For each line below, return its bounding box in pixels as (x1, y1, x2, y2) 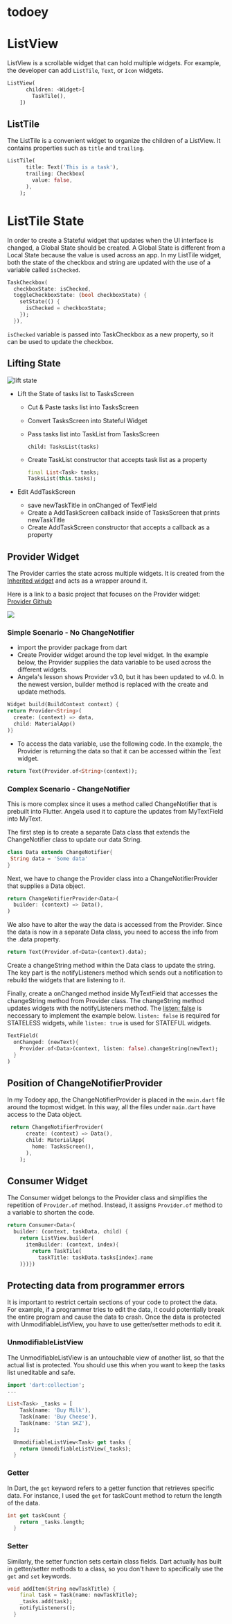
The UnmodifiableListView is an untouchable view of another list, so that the (7, 1353, 224, 1362)
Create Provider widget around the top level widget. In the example (17, 651, 209, 659)
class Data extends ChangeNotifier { (7, 848, 113, 855)
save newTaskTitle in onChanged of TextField (27, 501, 157, 510)
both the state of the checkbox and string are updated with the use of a (7, 258, 211, 266)
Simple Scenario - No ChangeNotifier (7, 628, 135, 638)
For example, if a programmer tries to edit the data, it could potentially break (7, 1306, 225, 1314)
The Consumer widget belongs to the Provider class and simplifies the (7, 1194, 208, 1202)
